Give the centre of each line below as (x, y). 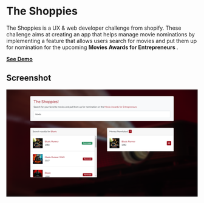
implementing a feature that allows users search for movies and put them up (102, 41)
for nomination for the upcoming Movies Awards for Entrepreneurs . (92, 47)
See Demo (19, 59)
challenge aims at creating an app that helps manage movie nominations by (101, 34)
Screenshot (29, 78)
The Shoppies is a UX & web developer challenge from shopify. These (94, 28)
